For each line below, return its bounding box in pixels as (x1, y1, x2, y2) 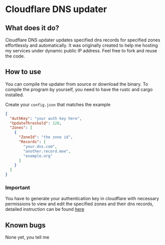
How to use (5, 68, 41, 76)
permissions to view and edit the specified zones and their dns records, (5, 201, 154, 207)
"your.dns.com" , (23, 144, 57, 149)
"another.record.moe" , (23, 149, 71, 154)
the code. (5, 53, 25, 59)
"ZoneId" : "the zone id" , (18, 135, 73, 140)
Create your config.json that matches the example (5, 101, 111, 107)
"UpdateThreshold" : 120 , (10, 120, 62, 126)
